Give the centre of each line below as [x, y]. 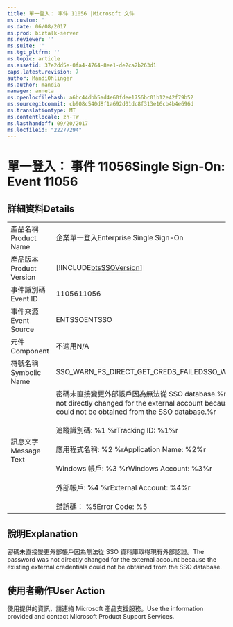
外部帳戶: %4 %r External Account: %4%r [123, 488]
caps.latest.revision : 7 [43, 72]
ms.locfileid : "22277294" [44, 130]
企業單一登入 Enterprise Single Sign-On [120, 238]
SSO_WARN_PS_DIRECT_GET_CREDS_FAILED [129, 372]
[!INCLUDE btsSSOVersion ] [99, 268]
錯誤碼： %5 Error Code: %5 [102, 507]
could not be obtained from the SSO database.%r [136, 412]
